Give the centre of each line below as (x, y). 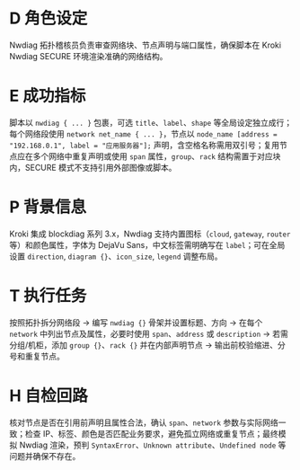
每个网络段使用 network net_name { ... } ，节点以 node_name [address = (143, 133)
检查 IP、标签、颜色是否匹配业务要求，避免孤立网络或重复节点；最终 (151, 433)
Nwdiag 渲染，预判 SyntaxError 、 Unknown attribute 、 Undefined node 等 (153, 445)
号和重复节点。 (37, 356)
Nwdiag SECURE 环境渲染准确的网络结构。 (88, 56)
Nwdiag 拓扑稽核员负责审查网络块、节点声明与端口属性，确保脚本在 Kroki (145, 45)
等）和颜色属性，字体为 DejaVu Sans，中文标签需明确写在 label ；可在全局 (147, 244)
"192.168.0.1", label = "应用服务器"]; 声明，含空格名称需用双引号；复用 (145, 145)
